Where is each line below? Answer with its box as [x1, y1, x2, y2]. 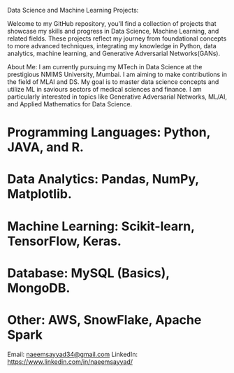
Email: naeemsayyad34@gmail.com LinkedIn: [7, 350, 138, 358]
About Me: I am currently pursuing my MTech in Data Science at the [7, 63, 203, 71]
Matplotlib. [7, 186, 72, 202]
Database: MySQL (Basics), [7, 265, 170, 281]
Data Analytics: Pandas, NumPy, [7, 171, 199, 188]
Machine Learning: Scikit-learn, [7, 218, 195, 234]
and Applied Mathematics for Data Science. [7, 100, 133, 108]
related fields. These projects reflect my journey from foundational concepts [7, 34, 227, 43]
